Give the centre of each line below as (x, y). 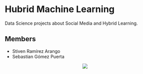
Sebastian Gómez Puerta (38, 56)
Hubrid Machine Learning (60, 9)
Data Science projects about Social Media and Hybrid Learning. (71, 23)
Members (20, 39)
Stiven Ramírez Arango (36, 51)
